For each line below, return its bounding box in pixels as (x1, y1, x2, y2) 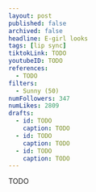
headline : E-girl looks (8, 34, 89, 43)
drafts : (8, 110, 35, 118)
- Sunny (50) (15, 86, 60, 95)
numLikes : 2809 (8, 102, 60, 110)
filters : (8, 79, 38, 87)
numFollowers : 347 (8, 94, 70, 102)
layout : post (8, 11, 52, 20)
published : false (8, 19, 67, 27)
